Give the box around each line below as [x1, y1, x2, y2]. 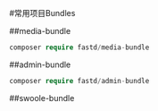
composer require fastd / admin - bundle [9, 76, 150, 85]
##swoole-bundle [9, 92, 75, 103]
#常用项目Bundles [9, 8, 76, 18]
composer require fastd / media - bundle [9, 43, 150, 52]
